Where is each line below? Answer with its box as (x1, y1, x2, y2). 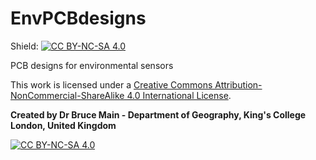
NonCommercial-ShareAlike (10, 89, 125, 101)
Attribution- (214, 78, 263, 91)
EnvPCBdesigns (10, 7, 147, 30)
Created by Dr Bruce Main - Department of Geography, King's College (10, 108, 307, 121)
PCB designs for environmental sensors (10, 59, 174, 71)
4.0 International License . (126, 89, 232, 101)
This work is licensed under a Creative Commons (10, 78, 213, 91)
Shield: (10, 40, 39, 52)
